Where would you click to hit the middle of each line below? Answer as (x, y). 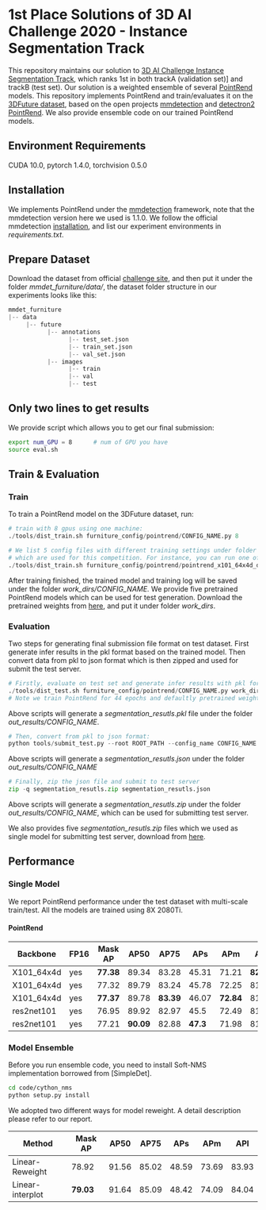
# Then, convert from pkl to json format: (79, 736)
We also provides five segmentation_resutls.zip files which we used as (123, 828)
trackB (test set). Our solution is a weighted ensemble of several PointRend (131, 87)
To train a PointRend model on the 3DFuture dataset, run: (101, 514)
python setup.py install (49, 1096)
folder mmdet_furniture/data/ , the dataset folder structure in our (113, 287)
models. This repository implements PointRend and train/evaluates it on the (131, 95)
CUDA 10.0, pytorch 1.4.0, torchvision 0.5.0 (78, 165)
